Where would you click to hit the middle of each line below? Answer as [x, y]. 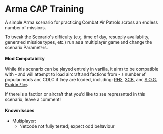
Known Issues [20, 110]
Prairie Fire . [17, 85]
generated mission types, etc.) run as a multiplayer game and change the [79, 42]
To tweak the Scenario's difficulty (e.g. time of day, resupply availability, [77, 37]
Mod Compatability [25, 58]
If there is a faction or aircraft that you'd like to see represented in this [75, 94]
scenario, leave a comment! [33, 99]
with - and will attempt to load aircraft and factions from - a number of [76, 74]
